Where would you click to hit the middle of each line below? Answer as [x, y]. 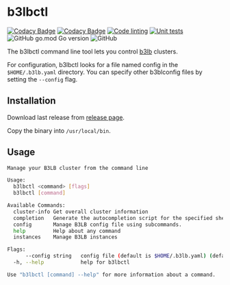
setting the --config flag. [42, 79]
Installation [31, 101]
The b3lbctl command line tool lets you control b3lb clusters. [92, 51]
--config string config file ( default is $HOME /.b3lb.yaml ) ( [119, 256]
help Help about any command [67, 231]
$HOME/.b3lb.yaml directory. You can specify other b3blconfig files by [105, 72]
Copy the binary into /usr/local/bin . [59, 130]
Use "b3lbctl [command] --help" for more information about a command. [111, 275]
